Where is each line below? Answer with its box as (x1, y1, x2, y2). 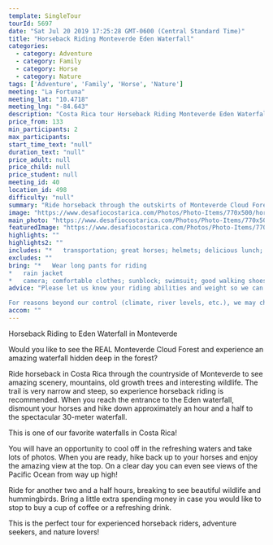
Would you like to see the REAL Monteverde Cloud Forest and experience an (8, 344, 264, 354)
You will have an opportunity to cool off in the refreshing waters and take (8, 443, 253, 453)
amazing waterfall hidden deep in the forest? (8, 353, 158, 363)
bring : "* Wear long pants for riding (8, 261, 148, 269)
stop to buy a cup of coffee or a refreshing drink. (8, 502, 172, 512)
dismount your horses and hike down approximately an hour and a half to (8, 403, 253, 413)
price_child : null (8, 163, 71, 172)
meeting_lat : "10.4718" (8, 95, 89, 103)
